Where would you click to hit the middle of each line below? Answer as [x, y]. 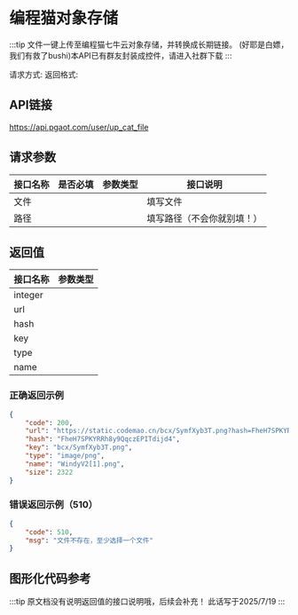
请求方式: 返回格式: [44, 74]
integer [28, 296]
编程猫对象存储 [64, 18]
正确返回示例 [37, 396]
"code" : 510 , [49, 532]
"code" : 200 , [49, 422]
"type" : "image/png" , [65, 456]
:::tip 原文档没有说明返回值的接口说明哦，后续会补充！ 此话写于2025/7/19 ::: [147, 602]
